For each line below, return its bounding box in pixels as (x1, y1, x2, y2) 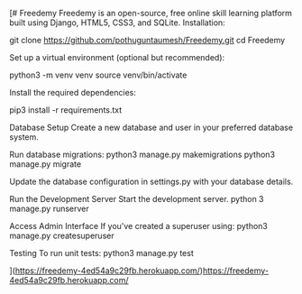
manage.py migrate (9, 159, 82, 170)
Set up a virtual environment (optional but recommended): (9, 52, 225, 62)
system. (9, 132, 39, 142)
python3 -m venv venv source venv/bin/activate (9, 69, 188, 80)
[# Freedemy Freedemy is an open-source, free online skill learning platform (9, 8, 293, 18)
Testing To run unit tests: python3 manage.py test (9, 248, 194, 258)
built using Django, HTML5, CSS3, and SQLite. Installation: (9, 17, 225, 28)
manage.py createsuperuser (9, 230, 114, 241)
